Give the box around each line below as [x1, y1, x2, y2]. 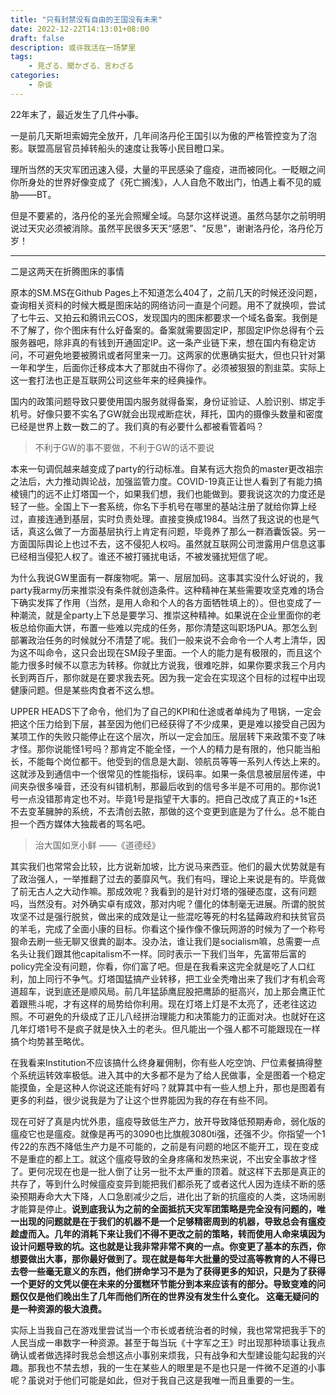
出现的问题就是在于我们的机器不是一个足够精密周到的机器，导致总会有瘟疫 [18, 1215, 326, 1227]
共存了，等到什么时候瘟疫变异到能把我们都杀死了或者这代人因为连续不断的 [10, 1177, 317, 1190]
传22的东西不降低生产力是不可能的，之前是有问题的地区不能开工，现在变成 [10, 1140, 320, 1152]
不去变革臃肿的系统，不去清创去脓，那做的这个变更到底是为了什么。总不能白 [10, 805, 326, 817]
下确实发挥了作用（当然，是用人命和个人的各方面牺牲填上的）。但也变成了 [10, 596, 313, 608]
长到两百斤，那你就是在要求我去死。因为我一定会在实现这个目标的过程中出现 [10, 671, 326, 683]
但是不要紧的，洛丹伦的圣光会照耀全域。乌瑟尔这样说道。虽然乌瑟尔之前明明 [10, 209, 326, 221]
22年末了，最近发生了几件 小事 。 [10, 108, 145, 120]
